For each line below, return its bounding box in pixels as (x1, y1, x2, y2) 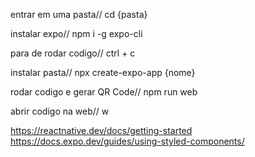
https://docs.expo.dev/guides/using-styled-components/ (10, 135, 245, 147)
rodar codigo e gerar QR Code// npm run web (10, 86, 198, 98)
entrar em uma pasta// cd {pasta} (10, 9, 148, 20)
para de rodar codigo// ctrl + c (10, 47, 136, 59)
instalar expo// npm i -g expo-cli (10, 28, 143, 39)
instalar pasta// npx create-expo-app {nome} (10, 67, 196, 78)
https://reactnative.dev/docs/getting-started (10, 125, 193, 136)
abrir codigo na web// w (10, 105, 110, 117)
